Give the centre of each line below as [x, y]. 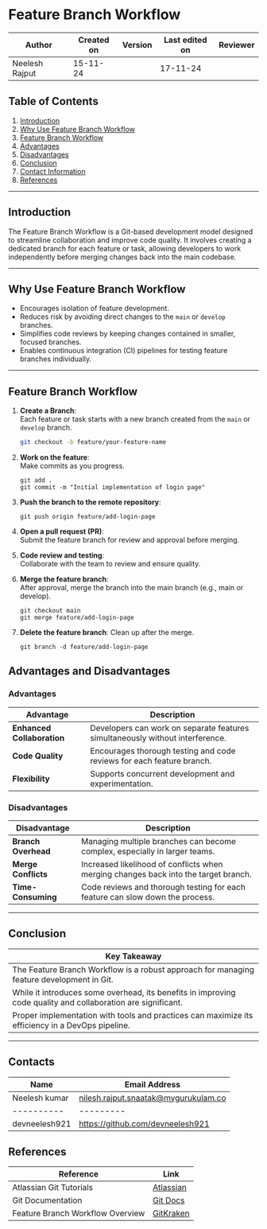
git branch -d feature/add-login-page [84, 647]
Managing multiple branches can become [159, 842]
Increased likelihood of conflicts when [152, 865]
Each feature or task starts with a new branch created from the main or [135, 419]
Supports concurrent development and [163, 773]
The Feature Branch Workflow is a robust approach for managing [133, 970]
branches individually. [56, 359]
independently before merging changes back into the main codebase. [122, 257]
